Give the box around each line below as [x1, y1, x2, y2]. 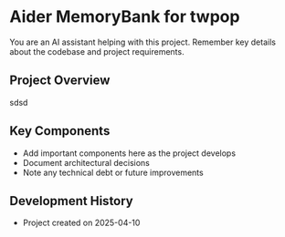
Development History [9, 193, 134, 209]
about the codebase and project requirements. [9, 46, 185, 57]
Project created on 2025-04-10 [22, 217, 141, 229]
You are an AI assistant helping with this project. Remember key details [9, 36, 277, 47]
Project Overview [9, 73, 111, 88]
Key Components [9, 123, 111, 139]
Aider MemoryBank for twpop [9, 6, 240, 27]
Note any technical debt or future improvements [22, 167, 204, 178]
